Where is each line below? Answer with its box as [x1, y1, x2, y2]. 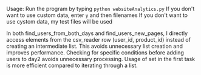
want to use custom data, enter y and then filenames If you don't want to [6, 11, 188, 19]
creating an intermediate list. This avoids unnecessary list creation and [6, 42, 183, 50]
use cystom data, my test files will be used [6, 18, 113, 25]
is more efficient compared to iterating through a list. [6, 62, 138, 69]
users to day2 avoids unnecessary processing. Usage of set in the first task [6, 56, 196, 62]
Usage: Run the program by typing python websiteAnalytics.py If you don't [6, 5, 195, 12]
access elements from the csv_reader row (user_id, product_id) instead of [6, 36, 191, 43]
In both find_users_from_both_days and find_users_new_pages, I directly [6, 30, 188, 37]
